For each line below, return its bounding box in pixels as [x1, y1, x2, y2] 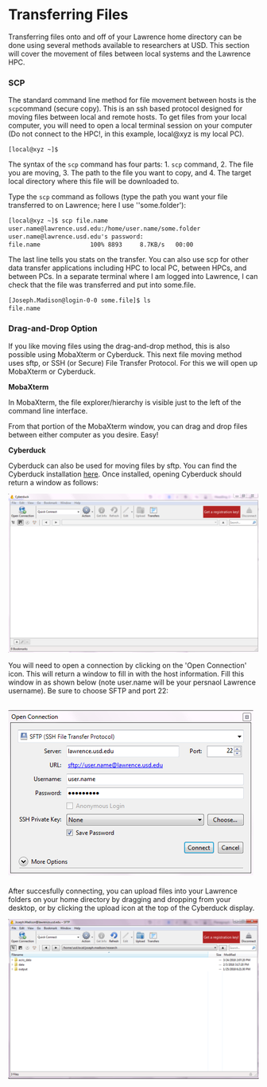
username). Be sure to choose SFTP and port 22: [8, 686, 169, 696]
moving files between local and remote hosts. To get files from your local [8, 112, 247, 122]
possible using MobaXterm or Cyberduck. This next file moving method [8, 349, 242, 359]
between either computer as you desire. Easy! [8, 430, 159, 439]
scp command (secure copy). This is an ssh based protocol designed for [8, 104, 243, 113]
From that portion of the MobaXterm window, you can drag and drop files [8, 421, 248, 431]
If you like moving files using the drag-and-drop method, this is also [8, 341, 230, 351]
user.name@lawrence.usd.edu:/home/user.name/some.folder [8, 225, 201, 233]
